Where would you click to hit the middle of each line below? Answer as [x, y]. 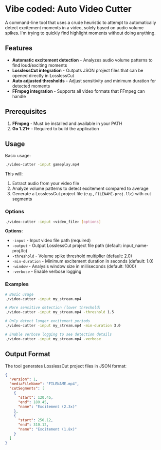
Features [19, 48]
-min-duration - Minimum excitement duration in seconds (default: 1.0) [83, 261]
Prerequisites [26, 112]
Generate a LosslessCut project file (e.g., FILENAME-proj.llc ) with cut [81, 194]
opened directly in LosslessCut [43, 75]
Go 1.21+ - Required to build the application [55, 128]
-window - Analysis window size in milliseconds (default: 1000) [74, 266]
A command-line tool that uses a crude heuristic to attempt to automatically [81, 22]
